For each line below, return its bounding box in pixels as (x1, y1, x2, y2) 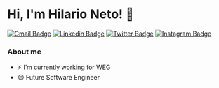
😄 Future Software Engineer (17, 73, 100, 82)
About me (7, 47, 42, 57)
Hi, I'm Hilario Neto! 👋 (7, 6, 135, 22)
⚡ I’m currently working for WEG (17, 63, 111, 72)
